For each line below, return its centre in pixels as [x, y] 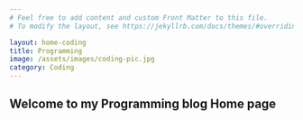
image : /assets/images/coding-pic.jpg [82, 60]
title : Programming [46, 51]
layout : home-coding [48, 42]
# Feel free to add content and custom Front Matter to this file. [139, 18]
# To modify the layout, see [64, 26]
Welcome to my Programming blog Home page [143, 104]
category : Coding [42, 68]
